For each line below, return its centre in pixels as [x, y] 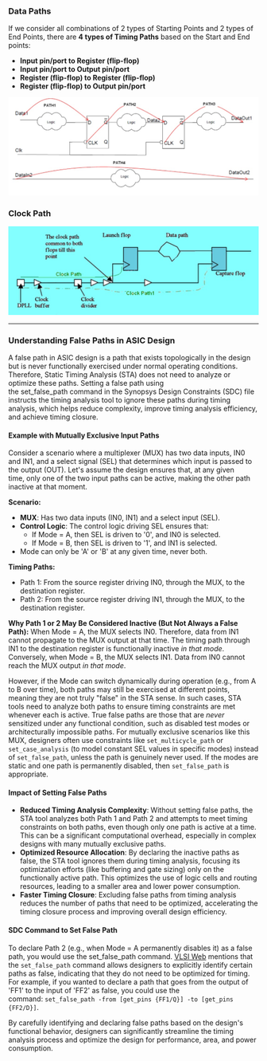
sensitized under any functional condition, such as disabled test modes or [129, 724]
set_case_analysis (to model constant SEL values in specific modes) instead [133, 749]
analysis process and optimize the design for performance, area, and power [132, 1039]
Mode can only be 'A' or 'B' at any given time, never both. [114, 552]
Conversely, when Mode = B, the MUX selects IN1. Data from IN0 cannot [127, 657]
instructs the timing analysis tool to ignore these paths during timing [120, 400]
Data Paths [30, 11]
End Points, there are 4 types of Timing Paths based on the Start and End [129, 37]
